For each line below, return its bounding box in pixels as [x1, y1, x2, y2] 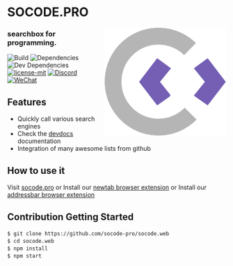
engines [17, 122, 41, 131]
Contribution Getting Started [7, 211, 134, 223]
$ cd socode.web [7, 237, 54, 244]
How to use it [7, 165, 65, 177]
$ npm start [7, 252, 42, 259]
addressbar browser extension [7, 191, 95, 199]
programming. [7, 38, 57, 47]
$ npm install [7, 245, 49, 252]
